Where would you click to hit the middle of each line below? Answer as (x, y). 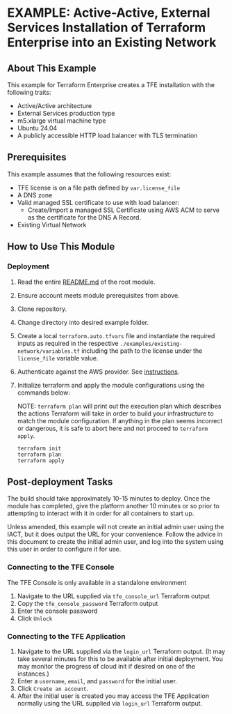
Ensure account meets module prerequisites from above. (99, 295)
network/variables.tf (48, 351)
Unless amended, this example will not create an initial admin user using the (116, 527)
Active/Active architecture (55, 106)
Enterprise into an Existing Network (112, 43)
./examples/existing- (151, 344)
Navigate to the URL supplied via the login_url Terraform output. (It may (121, 651)
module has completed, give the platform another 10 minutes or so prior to (114, 506)
